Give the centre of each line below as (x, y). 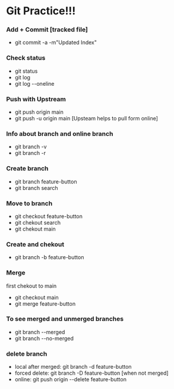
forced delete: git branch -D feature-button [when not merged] (91, 373)
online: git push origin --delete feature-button (70, 379)
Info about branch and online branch (60, 134)
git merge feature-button (45, 304)
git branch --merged (40, 332)
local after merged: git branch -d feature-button (73, 367)
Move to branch (29, 203)
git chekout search (38, 222)
